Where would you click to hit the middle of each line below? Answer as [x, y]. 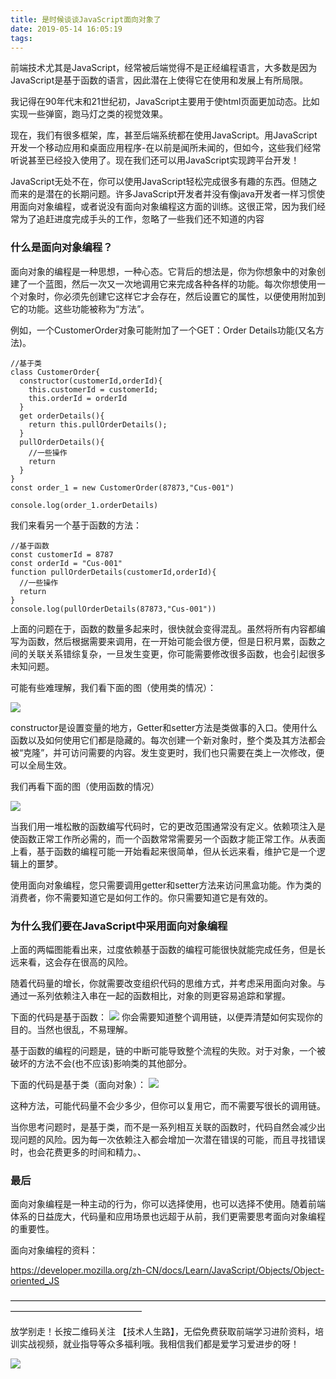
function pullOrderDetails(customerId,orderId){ [113, 572]
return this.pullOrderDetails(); [98, 424]
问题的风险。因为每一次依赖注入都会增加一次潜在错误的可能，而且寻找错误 [172, 1139]
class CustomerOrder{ [55, 372]
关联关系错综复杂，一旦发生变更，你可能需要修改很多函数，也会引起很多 [176, 653]
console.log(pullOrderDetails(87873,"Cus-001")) [113, 609]
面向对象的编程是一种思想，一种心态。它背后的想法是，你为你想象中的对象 [163, 271]
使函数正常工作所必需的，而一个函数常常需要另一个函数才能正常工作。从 [159, 838]
